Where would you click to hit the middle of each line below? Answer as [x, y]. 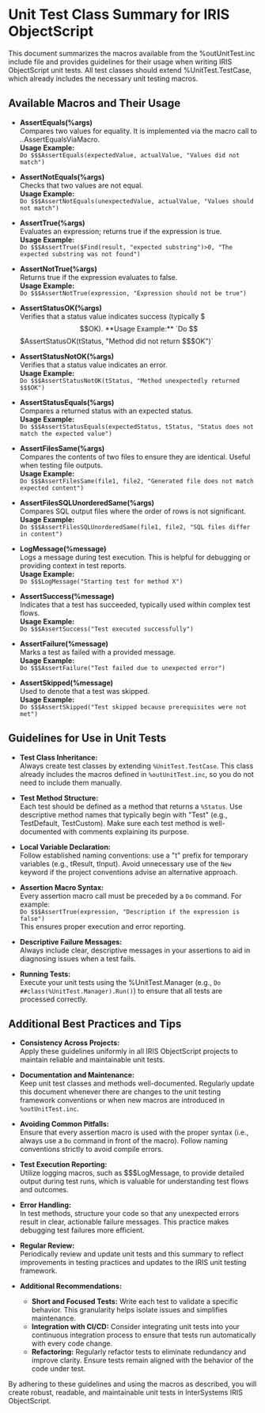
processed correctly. [53, 999]
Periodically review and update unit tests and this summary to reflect [131, 1254]
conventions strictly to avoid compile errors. [91, 1150]
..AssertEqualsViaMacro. [60, 139]
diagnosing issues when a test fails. [78, 958]
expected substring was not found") [80, 254]
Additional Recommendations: [71, 1286]
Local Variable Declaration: [65, 847]
